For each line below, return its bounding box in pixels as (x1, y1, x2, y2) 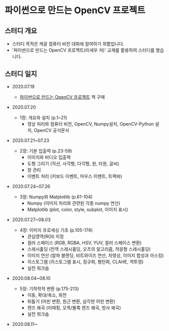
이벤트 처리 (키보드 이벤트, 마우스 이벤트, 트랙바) (27, 173, 122, 179)
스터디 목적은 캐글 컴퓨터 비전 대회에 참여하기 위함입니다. (12, 41, 124, 47)
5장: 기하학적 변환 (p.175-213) (19, 285, 79, 291)
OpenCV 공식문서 (34, 127, 69, 133)
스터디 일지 (5, 69, 37, 79)
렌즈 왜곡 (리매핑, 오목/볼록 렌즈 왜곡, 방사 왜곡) (27, 305, 121, 311)
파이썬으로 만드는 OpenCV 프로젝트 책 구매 (19, 94, 105, 100)
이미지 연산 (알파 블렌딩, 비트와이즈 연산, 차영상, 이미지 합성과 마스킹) (27, 252, 164, 259)
